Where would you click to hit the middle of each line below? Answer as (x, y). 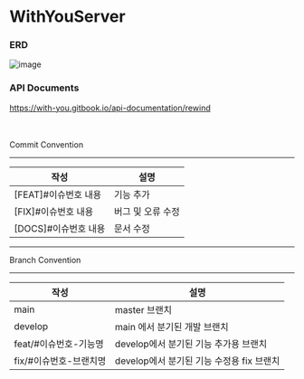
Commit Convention (47, 144)
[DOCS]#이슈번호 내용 (60, 228)
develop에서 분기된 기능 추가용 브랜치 (191, 344)
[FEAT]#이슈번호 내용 (58, 194)
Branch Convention (45, 260)
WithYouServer (67, 17)
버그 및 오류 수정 (147, 212)
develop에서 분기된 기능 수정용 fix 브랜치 (197, 361)
